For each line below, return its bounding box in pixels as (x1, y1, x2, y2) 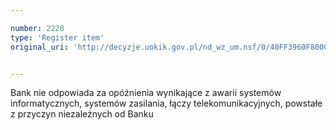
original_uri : (10, 42, 70, 52)
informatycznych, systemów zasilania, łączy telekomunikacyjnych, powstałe (10, 97, 323, 110)
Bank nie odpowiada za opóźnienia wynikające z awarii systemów (10, 87, 282, 99)
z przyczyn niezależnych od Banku (10, 108, 154, 120)
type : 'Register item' (10, 32, 105, 43)
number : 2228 (10, 23, 65, 33)
